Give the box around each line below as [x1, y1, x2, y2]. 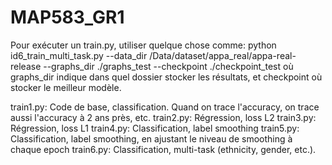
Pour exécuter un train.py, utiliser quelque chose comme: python [10, 39, 277, 51]
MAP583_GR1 [10, 6, 125, 29]
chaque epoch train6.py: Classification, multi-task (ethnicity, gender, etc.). [10, 143, 317, 155]
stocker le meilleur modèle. [10, 81, 122, 93]
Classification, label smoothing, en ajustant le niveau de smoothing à [10, 132, 293, 145]
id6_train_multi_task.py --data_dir [10, 49, 148, 61]
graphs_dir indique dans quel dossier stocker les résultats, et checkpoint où [10, 71, 323, 83]
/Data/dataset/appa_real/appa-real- [149, 49, 297, 61]
